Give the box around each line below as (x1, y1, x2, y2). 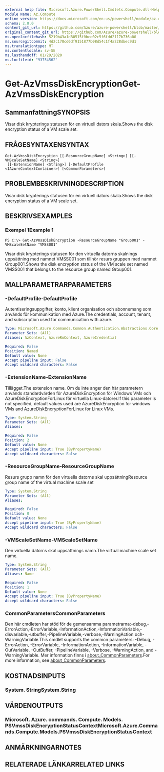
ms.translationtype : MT (5, 44, 54, 48)
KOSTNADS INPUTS (5, 672, 66, 680)
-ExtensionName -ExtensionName (5, 374, 87, 381)
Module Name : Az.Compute (5, 12, 56, 17)
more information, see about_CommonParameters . (5, 657, 106, 663)
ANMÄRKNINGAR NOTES (5, 744, 82, 752)
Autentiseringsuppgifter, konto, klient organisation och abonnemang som (5, 306, 152, 312)
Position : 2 (5, 438, 29, 443)
